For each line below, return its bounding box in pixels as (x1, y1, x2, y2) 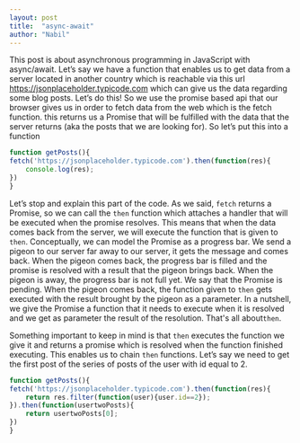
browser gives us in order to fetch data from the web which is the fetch (9, 102, 272, 113)
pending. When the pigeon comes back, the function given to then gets (9, 284, 273, 295)
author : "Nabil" (9, 30, 70, 39)
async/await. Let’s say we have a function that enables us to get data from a (9, 64, 291, 75)
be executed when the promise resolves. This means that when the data (9, 217, 277, 227)
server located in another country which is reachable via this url (9, 74, 245, 84)
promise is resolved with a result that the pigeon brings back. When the (9, 264, 274, 275)
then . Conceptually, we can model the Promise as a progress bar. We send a (9, 235, 292, 247)
